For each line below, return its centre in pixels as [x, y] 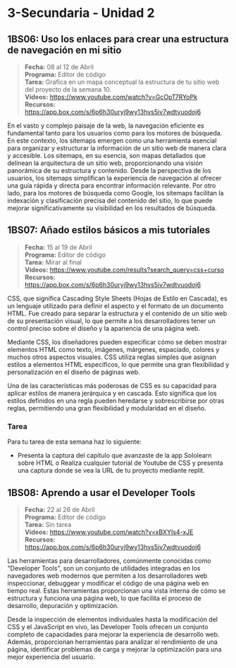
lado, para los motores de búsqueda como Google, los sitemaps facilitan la [116, 193]
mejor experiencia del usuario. [51, 657]
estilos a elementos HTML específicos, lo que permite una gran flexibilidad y [118, 364]
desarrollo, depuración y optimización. [63, 605]
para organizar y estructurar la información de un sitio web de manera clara [117, 148]
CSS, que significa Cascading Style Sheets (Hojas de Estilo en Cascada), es [117, 298]
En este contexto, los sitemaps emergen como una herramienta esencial [112, 140]
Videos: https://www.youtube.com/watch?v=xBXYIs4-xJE [109, 532]
